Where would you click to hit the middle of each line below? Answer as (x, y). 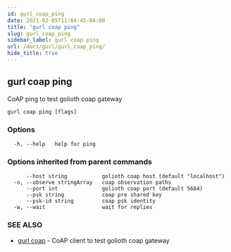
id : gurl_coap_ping (36, 14)
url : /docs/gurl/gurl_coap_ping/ (56, 47)
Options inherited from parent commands (80, 162)
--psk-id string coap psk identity (91, 201)
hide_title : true (33, 54)
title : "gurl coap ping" (44, 27)
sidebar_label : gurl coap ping (53, 40)
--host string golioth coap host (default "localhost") (125, 176)
